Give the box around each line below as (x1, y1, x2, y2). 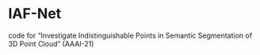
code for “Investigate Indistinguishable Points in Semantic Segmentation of (8, 31, 252, 40)
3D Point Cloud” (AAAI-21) (8, 38, 94, 48)
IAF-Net (8, 5, 62, 23)
